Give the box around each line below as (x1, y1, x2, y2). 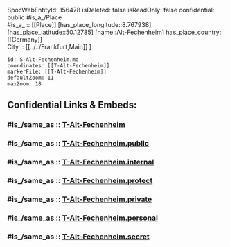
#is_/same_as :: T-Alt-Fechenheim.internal (7, 157, 154, 167)
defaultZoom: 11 (7, 74, 54, 81)
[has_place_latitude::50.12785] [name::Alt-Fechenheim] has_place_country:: (7, 28, 223, 36)
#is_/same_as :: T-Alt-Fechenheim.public (7, 139, 149, 148)
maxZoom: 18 (7, 80, 42, 87)
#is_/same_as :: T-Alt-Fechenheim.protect (7, 176, 153, 186)
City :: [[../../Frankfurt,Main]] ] (7, 43, 92, 51)
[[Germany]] (7, 35, 43, 44)
